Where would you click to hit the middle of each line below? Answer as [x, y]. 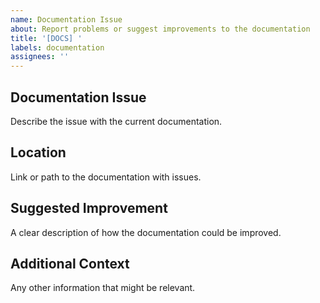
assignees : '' [40, 57]
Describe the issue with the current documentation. [116, 121]
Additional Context [70, 263]
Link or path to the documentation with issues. [106, 177]
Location [38, 152]
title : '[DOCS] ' [46, 38]
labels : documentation [57, 47]
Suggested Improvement [89, 208]
